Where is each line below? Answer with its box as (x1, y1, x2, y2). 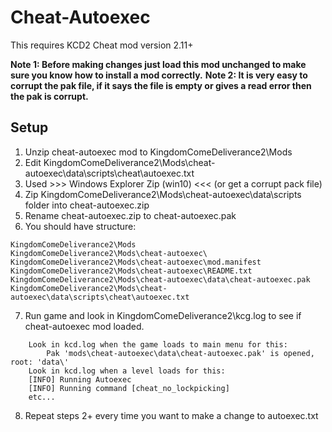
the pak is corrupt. (10, 90, 89, 102)
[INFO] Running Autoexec (28, 374, 132, 385)
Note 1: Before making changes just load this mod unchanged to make (10, 58, 307, 70)
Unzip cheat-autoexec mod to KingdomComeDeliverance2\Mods (24, 146, 293, 158)
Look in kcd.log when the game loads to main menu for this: (28, 339, 288, 350)
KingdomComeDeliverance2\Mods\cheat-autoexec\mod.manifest (10, 257, 262, 267)
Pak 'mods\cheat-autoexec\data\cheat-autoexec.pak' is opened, (46, 348, 315, 358)
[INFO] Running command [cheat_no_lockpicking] (28, 383, 230, 393)
